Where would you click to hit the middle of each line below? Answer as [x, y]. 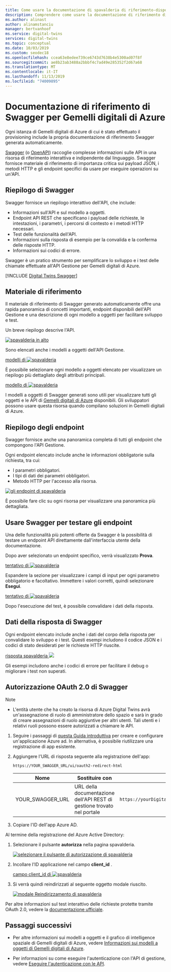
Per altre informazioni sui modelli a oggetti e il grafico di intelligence [84, 938]
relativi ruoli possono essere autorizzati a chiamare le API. [73, 726]
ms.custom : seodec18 [27, 53]
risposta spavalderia [27, 656]
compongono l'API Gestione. [35, 445]
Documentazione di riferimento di [78, 107]
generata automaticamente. [34, 142]
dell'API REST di [93, 799]
